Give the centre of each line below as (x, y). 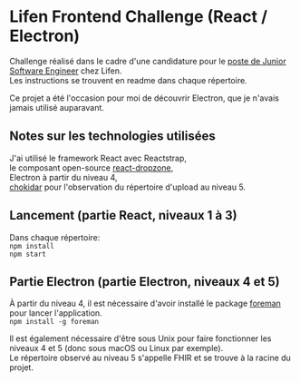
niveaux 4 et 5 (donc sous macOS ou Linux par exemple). (116, 348)
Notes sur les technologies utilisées (112, 137)
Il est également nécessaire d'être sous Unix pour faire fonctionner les (140, 338)
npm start (28, 254)
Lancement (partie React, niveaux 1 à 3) (123, 215)
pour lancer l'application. (56, 313)
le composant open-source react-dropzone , (92, 167)
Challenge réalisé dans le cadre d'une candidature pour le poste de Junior (148, 61)
